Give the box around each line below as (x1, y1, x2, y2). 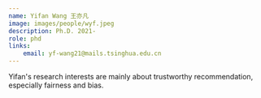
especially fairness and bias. (8, 80, 104, 90)
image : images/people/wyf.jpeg (8, 19, 115, 28)
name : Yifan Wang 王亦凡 (8, 11, 89, 20)
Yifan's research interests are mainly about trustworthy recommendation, (8, 72, 254, 81)
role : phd (8, 34, 42, 43)
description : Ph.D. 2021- (8, 27, 96, 35)
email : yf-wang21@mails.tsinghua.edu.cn (23, 49, 162, 58)
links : (8, 42, 31, 50)
